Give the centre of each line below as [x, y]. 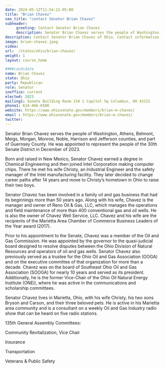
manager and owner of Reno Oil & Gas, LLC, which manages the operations [81, 205]
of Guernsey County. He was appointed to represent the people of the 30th [81, 144]
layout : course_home [26, 60]
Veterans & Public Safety [30, 361]
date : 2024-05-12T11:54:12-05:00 [39, 10]
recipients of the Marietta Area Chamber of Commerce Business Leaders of [82, 221]
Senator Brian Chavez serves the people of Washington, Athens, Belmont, [80, 133]
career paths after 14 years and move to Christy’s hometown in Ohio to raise [82, 180]
